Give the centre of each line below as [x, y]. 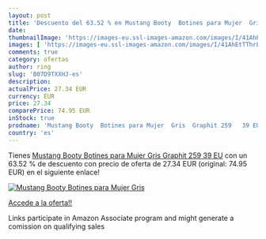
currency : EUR [32, 96]
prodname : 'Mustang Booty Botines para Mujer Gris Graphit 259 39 [129, 125]
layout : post [30, 15]
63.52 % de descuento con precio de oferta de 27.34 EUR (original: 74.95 [128, 163]
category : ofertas [38, 60]
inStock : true [32, 118]
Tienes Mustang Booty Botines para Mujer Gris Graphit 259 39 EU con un [128, 155]
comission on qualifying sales [57, 226]
